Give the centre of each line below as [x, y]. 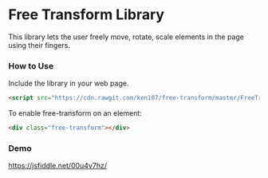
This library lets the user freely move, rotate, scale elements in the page [126, 37]
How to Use [31, 65]
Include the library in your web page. [69, 83]
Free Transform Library [87, 15]
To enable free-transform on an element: [75, 113]
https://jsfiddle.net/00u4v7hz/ [58, 166]
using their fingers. [39, 45]
